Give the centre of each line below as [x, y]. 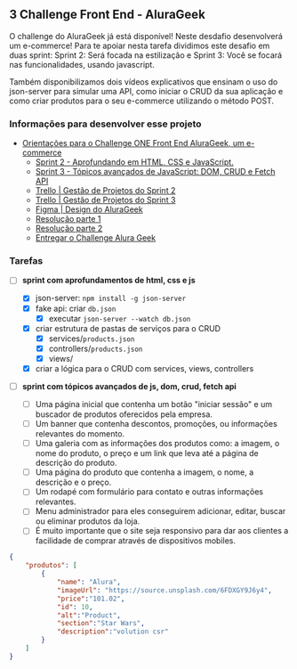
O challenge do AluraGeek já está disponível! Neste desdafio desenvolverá [146, 36]
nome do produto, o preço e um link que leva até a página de [147, 453]
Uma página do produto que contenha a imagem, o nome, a [144, 472]
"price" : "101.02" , [91, 599]
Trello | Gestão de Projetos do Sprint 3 [105, 200]
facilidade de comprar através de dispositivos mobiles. [136, 541]
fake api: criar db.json [76, 308]
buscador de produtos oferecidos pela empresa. [124, 414]
